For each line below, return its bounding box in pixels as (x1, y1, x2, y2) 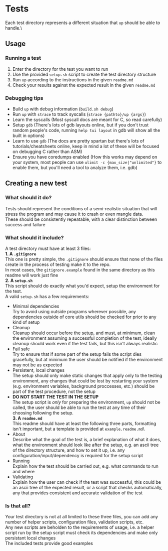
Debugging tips (5, 94, 43, 101)
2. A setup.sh (5, 277, 33, 284)
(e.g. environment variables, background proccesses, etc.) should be (12, 383, 155, 389)
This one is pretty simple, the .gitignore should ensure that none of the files (5, 256, 163, 262)
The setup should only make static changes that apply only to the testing (12, 372, 162, 378)
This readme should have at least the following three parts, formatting (12, 420, 156, 427)
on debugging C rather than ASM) (12, 149, 82, 155)
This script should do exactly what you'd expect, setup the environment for (5, 283, 160, 289)
